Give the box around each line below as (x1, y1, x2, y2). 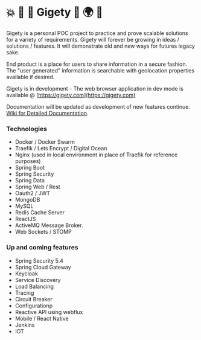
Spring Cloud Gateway (14, 263, 71, 271)
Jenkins (14, 321, 35, 329)
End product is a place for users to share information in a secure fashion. (6, 60, 188, 68)
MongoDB (14, 196, 40, 204)
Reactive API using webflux (14, 308, 83, 315)
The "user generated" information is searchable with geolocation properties (6, 66, 195, 74)
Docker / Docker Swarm (14, 138, 75, 146)
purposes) (14, 158, 41, 165)
